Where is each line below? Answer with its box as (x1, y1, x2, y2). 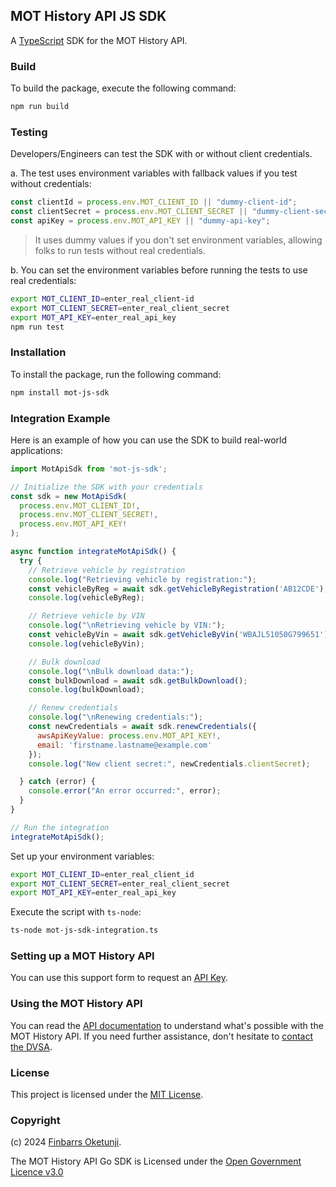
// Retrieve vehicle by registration (28, 565, 186, 575)
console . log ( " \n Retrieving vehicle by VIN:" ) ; (28, 620, 226, 631)
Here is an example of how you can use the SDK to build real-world (10, 434, 288, 446)
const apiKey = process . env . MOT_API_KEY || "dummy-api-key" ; (10, 216, 271, 226)
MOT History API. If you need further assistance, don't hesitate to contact (10, 1030, 314, 1042)
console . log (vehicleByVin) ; (28, 639, 145, 649)
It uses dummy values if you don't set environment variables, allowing (34, 234, 323, 246)
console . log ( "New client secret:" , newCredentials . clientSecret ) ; (28, 759, 311, 769)
